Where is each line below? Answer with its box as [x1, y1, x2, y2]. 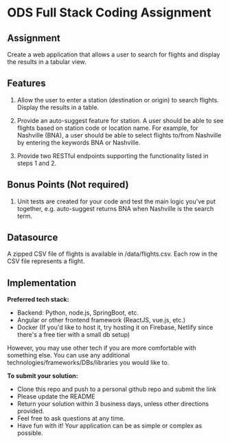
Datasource [7, 232, 58, 243]
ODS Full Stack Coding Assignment [7, 5, 211, 21]
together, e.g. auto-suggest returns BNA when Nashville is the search [16, 204, 214, 212]
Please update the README [16, 392, 95, 401]
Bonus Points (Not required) [7, 179, 129, 190]
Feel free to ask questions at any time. [16, 414, 126, 423]
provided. [16, 407, 45, 415]
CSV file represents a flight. [7, 257, 85, 265]
